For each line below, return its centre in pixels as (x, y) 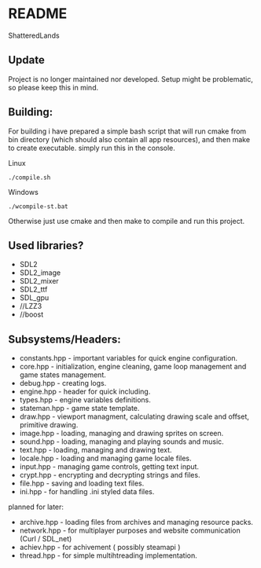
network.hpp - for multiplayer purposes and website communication (130, 530)
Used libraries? (46, 246)
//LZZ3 (31, 306)
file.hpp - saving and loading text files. (82, 483)
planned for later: (36, 507)
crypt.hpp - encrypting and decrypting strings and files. (110, 475)
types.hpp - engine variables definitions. (85, 400)
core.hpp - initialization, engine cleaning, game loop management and (133, 367)
